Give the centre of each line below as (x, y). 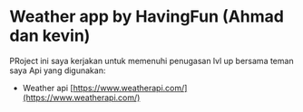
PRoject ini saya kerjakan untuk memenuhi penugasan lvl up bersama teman (151, 61)
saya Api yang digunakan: (58, 70)
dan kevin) (50, 36)
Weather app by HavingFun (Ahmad (147, 17)
